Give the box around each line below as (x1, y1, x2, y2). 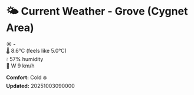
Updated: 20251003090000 (6, 82, 75, 89)
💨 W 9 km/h (6, 62, 35, 69)
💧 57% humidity (6, 55, 44, 62)
